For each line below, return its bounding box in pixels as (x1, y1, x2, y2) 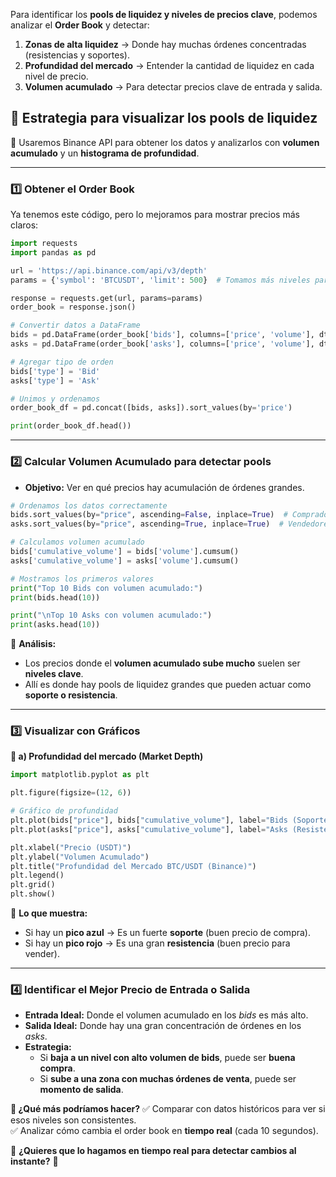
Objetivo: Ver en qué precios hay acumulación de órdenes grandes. (24, 481, 305, 493)
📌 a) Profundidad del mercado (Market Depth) (10, 750, 204, 763)
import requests (10, 239, 78, 249)
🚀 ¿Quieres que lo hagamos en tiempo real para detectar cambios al (10, 1145, 297, 1157)
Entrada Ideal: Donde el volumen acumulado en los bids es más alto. (24, 1009, 309, 1021)
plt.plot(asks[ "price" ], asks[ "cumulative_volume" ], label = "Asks (10, 824, 288, 834)
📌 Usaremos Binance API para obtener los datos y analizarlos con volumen (10, 136, 320, 148)
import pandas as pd (10, 247, 97, 258)
